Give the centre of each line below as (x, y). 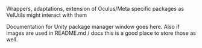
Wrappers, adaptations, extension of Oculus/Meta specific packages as (95, 9)
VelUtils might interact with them (47, 15)
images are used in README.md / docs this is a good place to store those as (101, 33)
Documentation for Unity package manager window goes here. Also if (93, 27)
